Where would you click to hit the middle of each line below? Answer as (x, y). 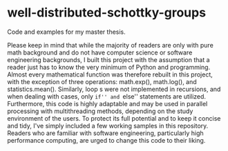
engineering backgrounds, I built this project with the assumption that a (108, 59)
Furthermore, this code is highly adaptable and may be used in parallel (107, 103)
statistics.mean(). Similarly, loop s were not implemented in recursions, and (114, 89)
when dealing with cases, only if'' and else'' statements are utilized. (106, 96)
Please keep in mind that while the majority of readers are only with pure (111, 45)
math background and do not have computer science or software (100, 52)
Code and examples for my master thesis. (66, 32)
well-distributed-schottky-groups (106, 13)
